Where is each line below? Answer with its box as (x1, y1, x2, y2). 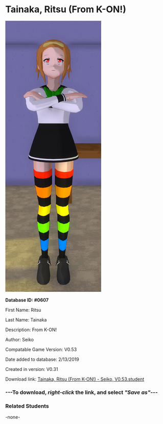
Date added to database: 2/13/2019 (5, 356, 79, 362)
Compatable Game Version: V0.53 (5, 346, 77, 353)
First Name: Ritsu (5, 307, 42, 313)
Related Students (5, 402, 50, 409)
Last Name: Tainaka (5, 316, 47, 322)
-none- (5, 414, 20, 420)
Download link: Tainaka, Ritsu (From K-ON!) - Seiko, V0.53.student (5, 376, 145, 382)
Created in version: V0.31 (5, 366, 58, 372)
